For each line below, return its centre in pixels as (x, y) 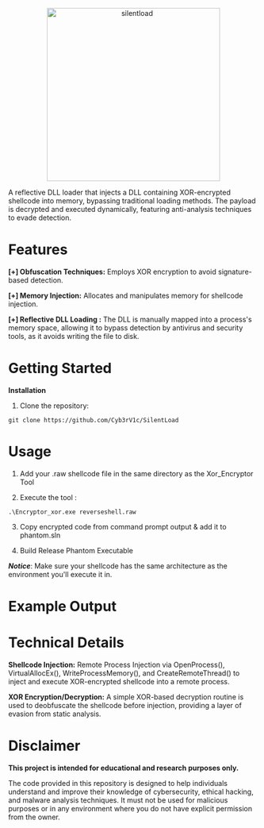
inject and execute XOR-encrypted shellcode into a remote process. (119, 681)
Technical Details (66, 643)
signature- (235, 272)
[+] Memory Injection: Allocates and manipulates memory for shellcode (126, 295)
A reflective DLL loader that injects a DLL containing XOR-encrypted (120, 192)
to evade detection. (40, 218)
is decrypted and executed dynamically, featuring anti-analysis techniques (130, 209)
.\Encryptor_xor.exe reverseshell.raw (72, 512)
